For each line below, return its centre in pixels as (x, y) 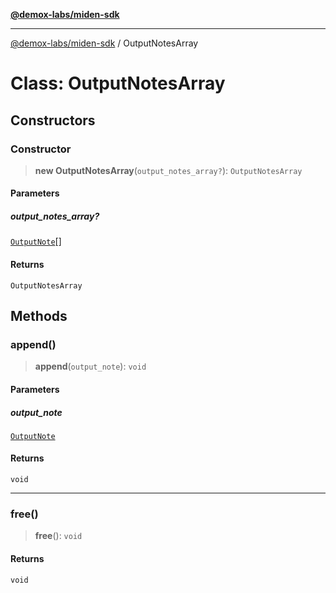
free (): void (58, 536)
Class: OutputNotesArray (118, 83)
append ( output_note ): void (90, 366)
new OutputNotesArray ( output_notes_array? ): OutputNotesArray (168, 170)
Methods (39, 316)
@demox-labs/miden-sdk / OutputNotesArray (104, 43)
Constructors (53, 120)
